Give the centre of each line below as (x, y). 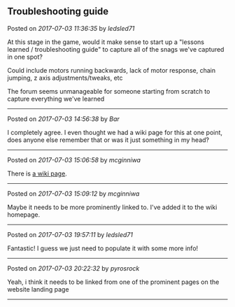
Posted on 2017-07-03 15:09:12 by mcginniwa (73, 193)
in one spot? (25, 57)
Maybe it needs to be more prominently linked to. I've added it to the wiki (112, 207)
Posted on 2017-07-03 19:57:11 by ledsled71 (70, 234)
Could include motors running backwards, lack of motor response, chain (111, 70)
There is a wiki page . (37, 173)
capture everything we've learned (56, 99)
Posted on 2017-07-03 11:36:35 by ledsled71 (71, 28)
